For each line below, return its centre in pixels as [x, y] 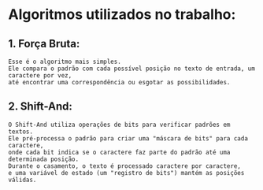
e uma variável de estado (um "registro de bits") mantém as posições [126, 173]
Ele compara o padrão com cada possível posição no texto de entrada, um [132, 69]
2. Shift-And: [41, 107]
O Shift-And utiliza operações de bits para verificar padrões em [119, 125]
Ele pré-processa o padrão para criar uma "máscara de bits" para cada [128, 138]
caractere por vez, [40, 76]
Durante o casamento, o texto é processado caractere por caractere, [125, 166]
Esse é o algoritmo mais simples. [65, 61]
